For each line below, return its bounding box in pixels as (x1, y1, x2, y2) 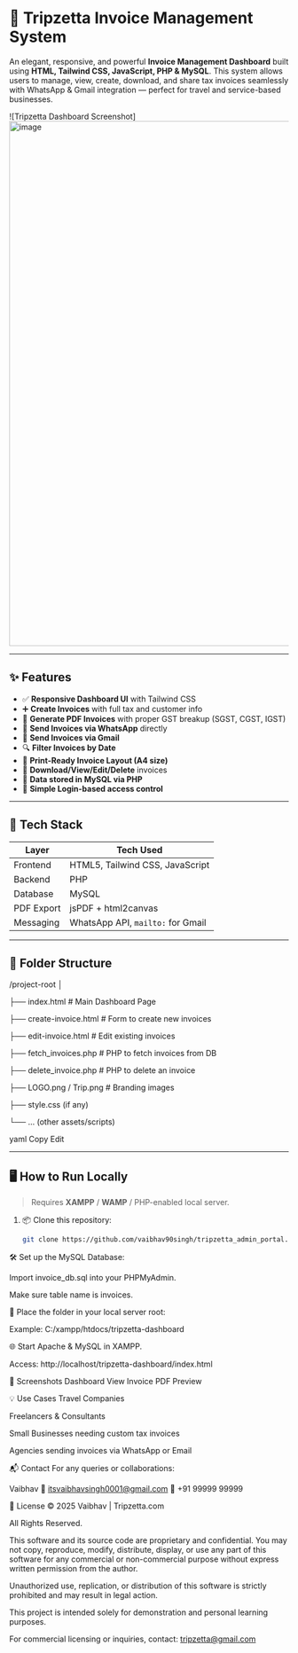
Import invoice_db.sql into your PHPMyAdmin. (9, 1273, 176, 1283)
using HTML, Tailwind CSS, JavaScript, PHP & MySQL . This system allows (9, 66, 284, 76)
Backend (13, 873, 51, 885)
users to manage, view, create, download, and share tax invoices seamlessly (9, 74, 289, 85)
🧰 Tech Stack (9, 818, 83, 833)
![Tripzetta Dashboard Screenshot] (9, 111, 136, 121)
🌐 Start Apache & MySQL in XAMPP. (9, 1341, 143, 1351)
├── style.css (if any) (9, 1100, 89, 1110)
